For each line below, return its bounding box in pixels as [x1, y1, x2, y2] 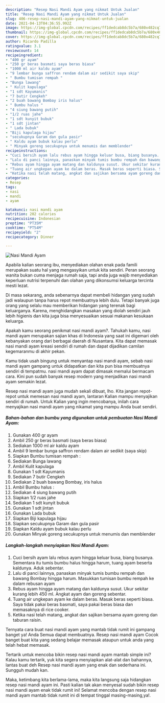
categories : [5, 176, 30, 181]
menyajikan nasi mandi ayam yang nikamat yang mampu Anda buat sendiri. [5, 403, 158, 409]
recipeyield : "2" [5, 230, 41, 235]
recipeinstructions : [5, 148, 48, 153]
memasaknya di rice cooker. [12, 607, 70, 612]
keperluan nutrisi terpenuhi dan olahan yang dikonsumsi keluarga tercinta [5, 277, 154, 283]
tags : [5, 185, 17, 189]
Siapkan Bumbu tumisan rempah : [12, 453, 81, 459]
